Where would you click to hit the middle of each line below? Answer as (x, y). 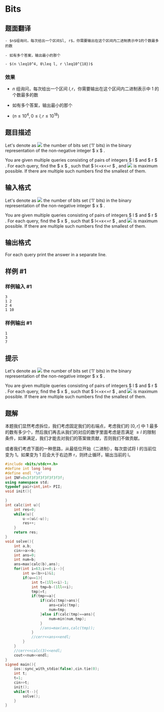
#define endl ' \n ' (24, 473)
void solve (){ (20, 541)
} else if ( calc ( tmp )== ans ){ (68, 614)
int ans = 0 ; (25, 555)
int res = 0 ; (25, 510)
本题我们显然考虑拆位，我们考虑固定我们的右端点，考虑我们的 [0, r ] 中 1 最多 (82, 426)
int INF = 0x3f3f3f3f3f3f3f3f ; (35, 478)
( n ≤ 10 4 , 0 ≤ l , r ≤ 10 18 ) (36, 115)
